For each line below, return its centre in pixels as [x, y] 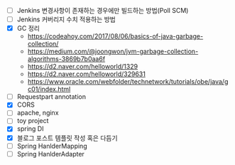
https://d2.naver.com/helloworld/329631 [87, 74]
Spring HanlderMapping [52, 146]
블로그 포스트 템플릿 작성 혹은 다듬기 [67, 138]
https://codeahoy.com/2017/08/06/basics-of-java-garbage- [115, 36]
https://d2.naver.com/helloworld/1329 [83, 67]
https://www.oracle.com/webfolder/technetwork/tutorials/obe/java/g [128, 82]
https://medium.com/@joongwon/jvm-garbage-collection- [113, 51]
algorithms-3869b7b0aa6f [66, 59]
